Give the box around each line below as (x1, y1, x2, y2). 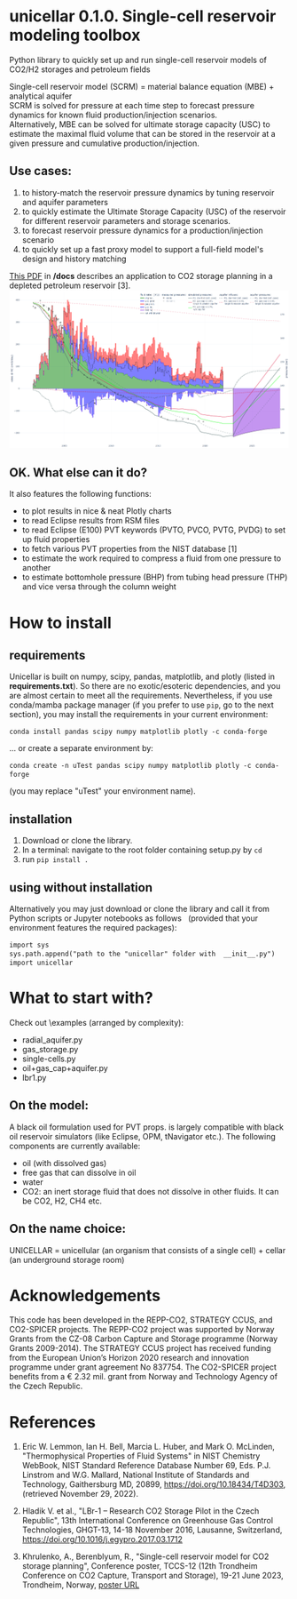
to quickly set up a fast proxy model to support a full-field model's (21, 244, 264, 254)
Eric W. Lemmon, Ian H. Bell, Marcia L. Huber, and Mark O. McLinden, (21, 1442, 275, 1452)
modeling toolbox (9, 25, 141, 45)
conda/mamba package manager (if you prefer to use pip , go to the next (9, 700, 275, 710)
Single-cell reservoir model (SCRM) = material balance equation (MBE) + (9, 81, 275, 92)
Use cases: (9, 164, 73, 179)
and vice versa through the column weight (21, 581, 177, 592)
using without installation (9, 880, 153, 895)
